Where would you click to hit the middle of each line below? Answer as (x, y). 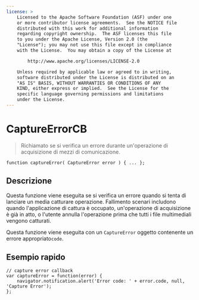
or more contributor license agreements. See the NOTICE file (97, 23)
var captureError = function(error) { (54, 276)
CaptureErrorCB (47, 129)
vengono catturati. (29, 220)
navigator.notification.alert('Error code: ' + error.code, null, (101, 281)
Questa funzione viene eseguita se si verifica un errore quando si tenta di (96, 195)
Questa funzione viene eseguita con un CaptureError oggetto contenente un (100, 232)
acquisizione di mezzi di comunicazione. (70, 152)
